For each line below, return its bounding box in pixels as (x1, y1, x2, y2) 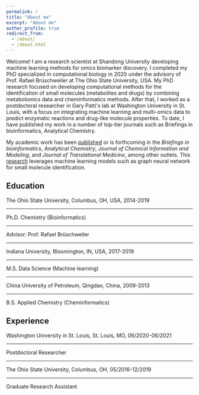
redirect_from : (6, 31, 44, 37)
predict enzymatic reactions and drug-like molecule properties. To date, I (6, 114, 185, 121)
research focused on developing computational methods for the (6, 83, 162, 90)
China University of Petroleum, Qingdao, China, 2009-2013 (6, 282, 150, 289)
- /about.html (11, 42, 46, 48)
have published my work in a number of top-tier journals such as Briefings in (6, 121, 193, 128)
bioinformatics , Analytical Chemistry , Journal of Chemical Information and (6, 144, 189, 152)
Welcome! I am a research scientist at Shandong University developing (6, 57, 179, 65)
